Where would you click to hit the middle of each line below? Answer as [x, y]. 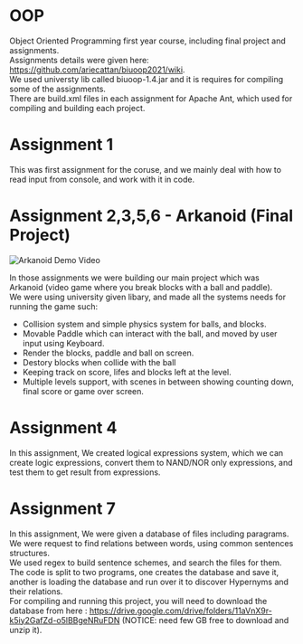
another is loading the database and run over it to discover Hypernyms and [149, 582]
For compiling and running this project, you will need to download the [138, 601]
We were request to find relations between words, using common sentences [151, 543]
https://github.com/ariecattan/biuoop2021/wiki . [97, 70]
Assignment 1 [62, 145]
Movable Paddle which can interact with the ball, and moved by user [150, 333]
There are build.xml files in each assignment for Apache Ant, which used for [151, 98]
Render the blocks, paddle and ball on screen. [108, 353]
